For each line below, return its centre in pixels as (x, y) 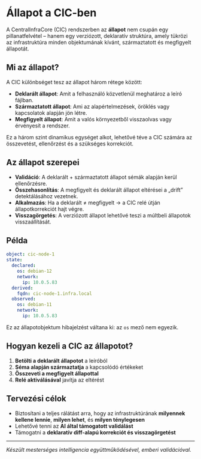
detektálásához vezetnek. (46, 196)
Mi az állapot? (33, 68)
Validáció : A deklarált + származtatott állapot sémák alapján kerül (96, 177)
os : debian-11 (34, 305)
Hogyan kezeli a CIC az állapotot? (70, 346)
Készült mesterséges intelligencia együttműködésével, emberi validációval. (99, 449)
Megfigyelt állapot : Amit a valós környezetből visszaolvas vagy (93, 119)
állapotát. (18, 49)
